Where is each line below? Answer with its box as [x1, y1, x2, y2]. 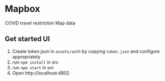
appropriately [12, 53, 41, 60]
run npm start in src [12, 64, 54, 70]
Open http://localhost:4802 [12, 70, 70, 76]
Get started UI [5, 35, 50, 43]
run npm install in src [12, 59, 59, 65]
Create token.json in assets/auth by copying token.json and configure [12, 48, 160, 54]
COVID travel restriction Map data [5, 20, 76, 26]
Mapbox [5, 3, 40, 15]
